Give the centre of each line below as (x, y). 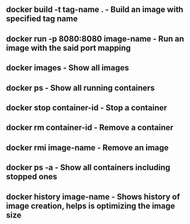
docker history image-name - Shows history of (93, 197)
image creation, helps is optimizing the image (91, 206)
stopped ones (32, 177)
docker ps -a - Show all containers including (88, 167)
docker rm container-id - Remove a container (90, 128)
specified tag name (42, 19)
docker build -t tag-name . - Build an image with (95, 10)
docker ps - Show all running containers (80, 88)
